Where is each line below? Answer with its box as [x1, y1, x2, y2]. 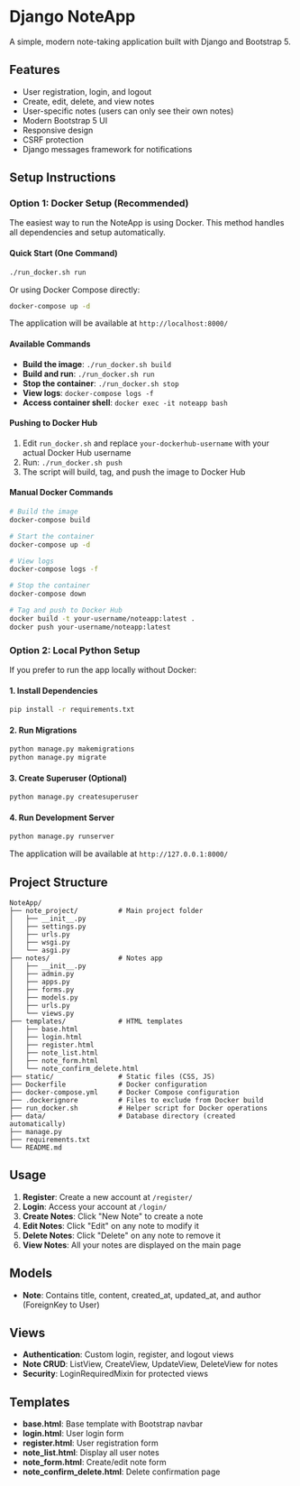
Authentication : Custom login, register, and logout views [22, 1349, 234, 1360]
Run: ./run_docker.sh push [22, 457, 123, 467]
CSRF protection [22, 134, 84, 145]
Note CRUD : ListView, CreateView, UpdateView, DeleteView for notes [22, 1359, 278, 1370]
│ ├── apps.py [9, 977, 70, 986]
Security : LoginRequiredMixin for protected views [22, 1369, 209, 1380]
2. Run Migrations [9, 725, 77, 735]
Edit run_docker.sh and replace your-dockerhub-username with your [22, 438, 270, 448]
